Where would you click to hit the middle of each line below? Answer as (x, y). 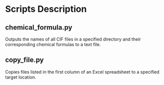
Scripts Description (46, 9)
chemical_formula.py (39, 27)
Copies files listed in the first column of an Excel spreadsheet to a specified (82, 72)
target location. (21, 77)
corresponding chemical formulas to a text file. (53, 44)
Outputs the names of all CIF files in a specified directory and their (73, 39)
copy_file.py (25, 60)
